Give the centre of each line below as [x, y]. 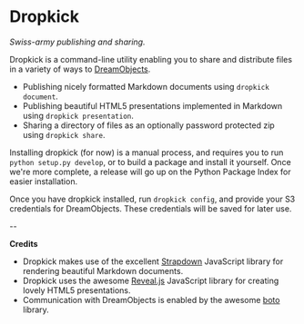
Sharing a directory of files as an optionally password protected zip [148, 125]
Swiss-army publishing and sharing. [77, 42]
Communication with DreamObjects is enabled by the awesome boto [151, 299]
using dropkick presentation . [78, 115]
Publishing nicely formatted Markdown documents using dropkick [146, 86]
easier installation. [44, 181]
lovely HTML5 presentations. [76, 290]
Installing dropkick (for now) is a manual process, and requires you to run [147, 152]
